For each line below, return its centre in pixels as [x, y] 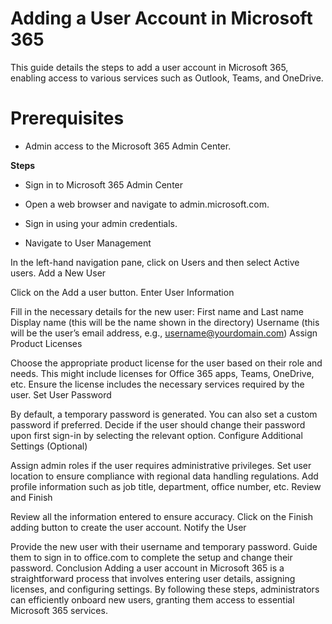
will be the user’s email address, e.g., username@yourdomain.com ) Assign [164, 333]
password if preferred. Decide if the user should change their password [158, 424]
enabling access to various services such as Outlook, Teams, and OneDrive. [167, 78]
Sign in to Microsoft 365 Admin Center [104, 184]
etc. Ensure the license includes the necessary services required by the [157, 384]
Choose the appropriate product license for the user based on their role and [166, 363]
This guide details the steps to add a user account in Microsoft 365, [149, 67]
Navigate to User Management [88, 243]
